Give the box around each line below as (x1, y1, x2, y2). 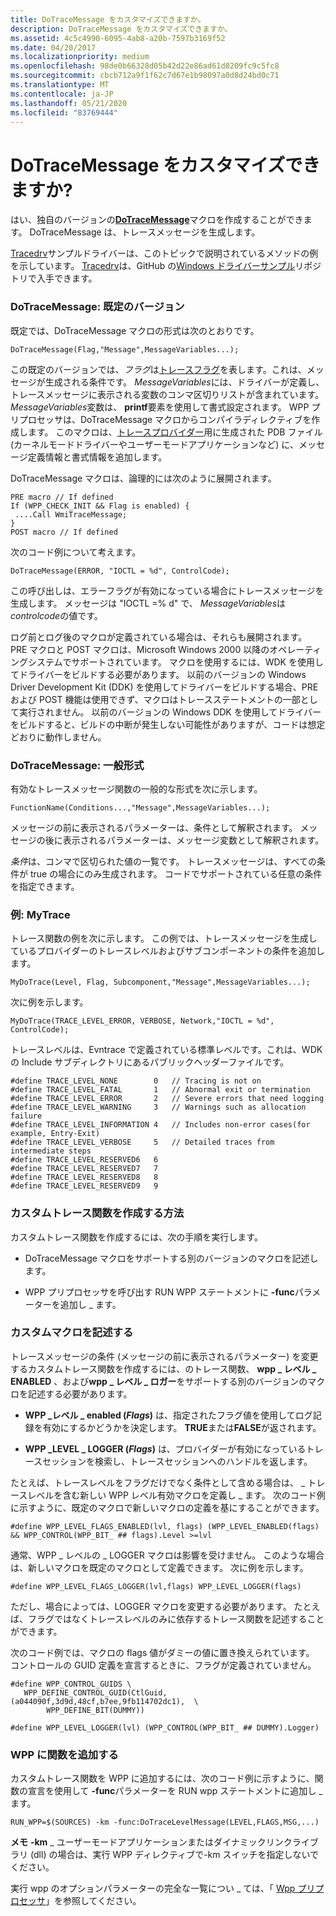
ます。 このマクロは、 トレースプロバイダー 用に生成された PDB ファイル (27, 426, 323, 438)
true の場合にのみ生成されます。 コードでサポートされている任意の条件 (29, 867, 323, 880)
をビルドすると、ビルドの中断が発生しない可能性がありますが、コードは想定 (10, 718, 326, 730)
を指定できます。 (10, 880, 80, 892)
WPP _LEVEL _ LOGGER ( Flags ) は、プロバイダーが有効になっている (24, 1442, 307, 1455)
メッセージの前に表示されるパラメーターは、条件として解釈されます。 (10, 821, 298, 833)
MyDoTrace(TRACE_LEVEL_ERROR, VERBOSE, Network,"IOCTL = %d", (10, 1016, 275, 1026)
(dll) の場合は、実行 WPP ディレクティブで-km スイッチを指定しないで (29, 1849, 320, 1861)
